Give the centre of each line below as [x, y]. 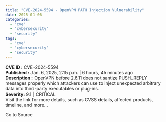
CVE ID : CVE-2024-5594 [32, 67]
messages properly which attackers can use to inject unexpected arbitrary [83, 83]
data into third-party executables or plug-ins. [52, 88]
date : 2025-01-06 [24, 15]
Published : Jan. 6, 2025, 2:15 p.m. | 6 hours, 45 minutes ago [69, 72]
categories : [18, 19]
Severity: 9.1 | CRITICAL [30, 94]
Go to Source [19, 114]
